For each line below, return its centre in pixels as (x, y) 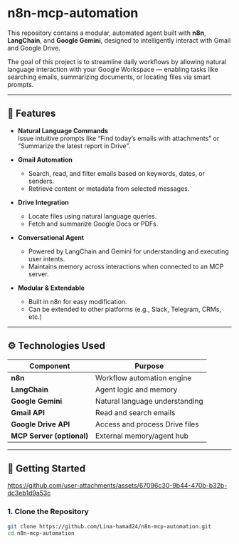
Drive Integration (43, 202)
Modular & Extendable (51, 288)
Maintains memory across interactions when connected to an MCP (126, 266)
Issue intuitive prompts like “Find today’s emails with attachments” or (118, 138)
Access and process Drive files (147, 424)
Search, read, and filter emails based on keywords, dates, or (116, 173)
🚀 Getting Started (47, 468)
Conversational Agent (51, 237)
